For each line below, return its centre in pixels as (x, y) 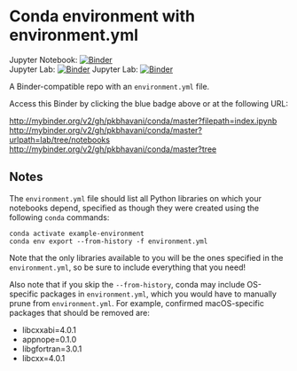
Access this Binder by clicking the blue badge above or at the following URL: (149, 103)
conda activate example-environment (77, 233)
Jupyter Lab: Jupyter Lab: (74, 69)
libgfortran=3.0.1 (52, 349)
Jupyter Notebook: (43, 59)
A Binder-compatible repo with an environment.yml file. (109, 86)
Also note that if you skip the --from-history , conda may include (127, 284)
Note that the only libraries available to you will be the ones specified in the (146, 257)
